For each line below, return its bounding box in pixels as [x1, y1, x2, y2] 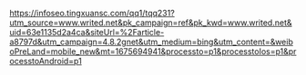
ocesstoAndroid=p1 [9, 56, 82, 66]
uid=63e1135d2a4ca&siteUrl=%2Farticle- [9, 27, 165, 37]
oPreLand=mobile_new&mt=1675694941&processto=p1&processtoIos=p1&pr [9, 46, 297, 57]
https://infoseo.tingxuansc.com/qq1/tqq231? [9, 8, 175, 18]
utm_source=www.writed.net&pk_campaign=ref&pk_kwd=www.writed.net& [9, 17, 292, 28]
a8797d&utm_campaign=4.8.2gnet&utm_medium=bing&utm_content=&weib [9, 36, 293, 47]
